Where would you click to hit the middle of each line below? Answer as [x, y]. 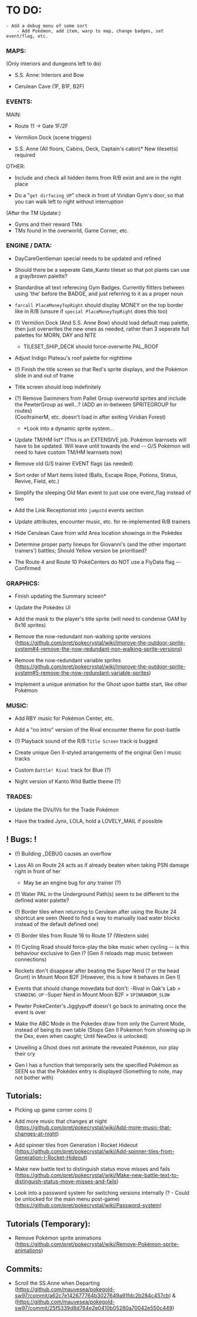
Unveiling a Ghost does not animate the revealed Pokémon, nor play [96, 1047]
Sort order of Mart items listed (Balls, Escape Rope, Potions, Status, [96, 475]
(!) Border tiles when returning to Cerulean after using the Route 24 [96, 911]
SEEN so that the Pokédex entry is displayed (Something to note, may [98, 1071]
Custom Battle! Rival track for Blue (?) [63, 770]
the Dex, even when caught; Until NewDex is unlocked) [81, 1036]
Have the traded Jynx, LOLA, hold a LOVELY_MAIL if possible [89, 821]
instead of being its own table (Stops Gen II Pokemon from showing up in [103, 1030]
